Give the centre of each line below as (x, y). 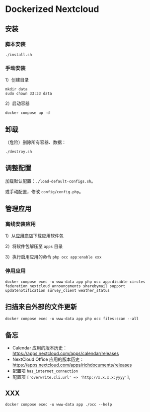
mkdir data (16, 89)
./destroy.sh (19, 152)
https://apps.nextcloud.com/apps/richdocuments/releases (72, 365)
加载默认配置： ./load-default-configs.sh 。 (50, 181)
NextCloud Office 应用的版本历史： (48, 359)
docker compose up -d (28, 113)
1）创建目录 (17, 80)
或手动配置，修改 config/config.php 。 (44, 191)
